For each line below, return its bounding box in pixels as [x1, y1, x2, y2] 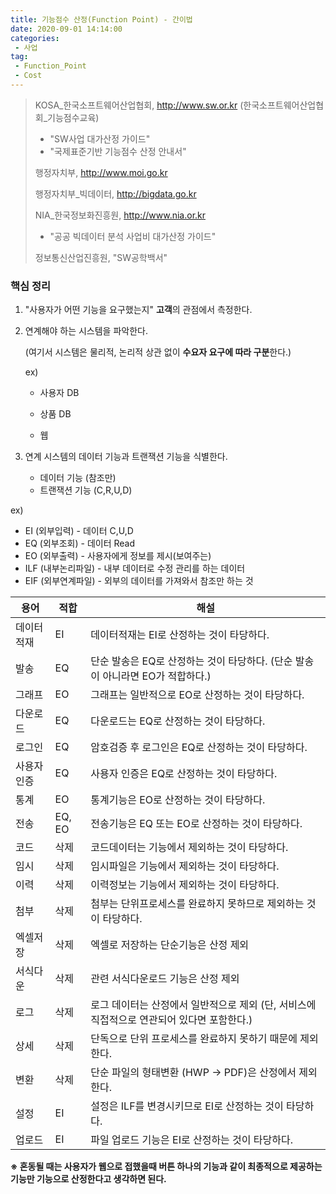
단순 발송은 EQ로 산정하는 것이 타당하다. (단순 [90, 654, 293, 668]
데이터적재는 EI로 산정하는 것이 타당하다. [90, 628, 270, 642]
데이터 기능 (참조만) [39, 472, 117, 484]
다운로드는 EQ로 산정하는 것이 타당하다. [90, 714, 266, 728]
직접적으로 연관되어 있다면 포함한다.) [90, 1013, 253, 1027]
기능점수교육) [47, 111, 100, 123]
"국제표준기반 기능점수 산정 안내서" [49, 145, 187, 157]
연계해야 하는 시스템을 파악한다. [24, 325, 148, 337]
